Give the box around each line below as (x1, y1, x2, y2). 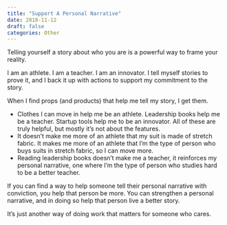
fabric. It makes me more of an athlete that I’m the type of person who (17, 139, 216, 148)
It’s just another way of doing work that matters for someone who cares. (7, 210, 212, 218)
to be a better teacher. (17, 169, 80, 177)
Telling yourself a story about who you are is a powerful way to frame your (7, 48, 218, 56)
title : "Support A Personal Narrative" (7, 10, 122, 17)
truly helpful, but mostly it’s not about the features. (17, 125, 160, 133)
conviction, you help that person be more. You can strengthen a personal (7, 189, 215, 197)
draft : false (7, 23, 45, 30)
